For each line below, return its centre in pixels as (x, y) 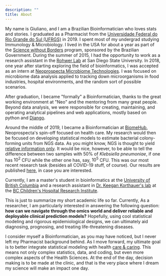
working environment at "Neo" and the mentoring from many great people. (82, 102)
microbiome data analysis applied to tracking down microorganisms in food (82, 76)
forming (13, 143)
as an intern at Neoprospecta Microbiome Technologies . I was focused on (81, 71)
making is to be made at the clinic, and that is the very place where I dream (82, 263)
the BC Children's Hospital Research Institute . (52, 191)
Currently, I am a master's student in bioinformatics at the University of (78, 180)
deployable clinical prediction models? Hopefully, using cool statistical (79, 216)
